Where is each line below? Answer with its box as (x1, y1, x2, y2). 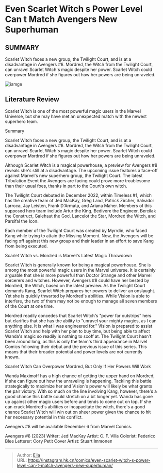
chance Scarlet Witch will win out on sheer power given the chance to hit (5, 409, 151, 415)
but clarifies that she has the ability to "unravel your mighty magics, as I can (5, 317, 157, 324)
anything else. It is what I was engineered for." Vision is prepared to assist (5, 323, 153, 329)
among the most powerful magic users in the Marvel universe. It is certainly (5, 267, 156, 273)
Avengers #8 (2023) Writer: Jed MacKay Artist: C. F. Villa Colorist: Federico (5, 433, 156, 438)
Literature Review (5, 95, 60, 104)
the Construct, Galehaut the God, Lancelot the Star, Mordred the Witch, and (5, 213, 156, 219)
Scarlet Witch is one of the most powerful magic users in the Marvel (5, 108, 141, 114)
